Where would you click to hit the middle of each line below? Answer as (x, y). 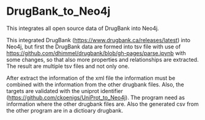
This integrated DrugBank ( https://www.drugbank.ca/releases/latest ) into (99, 40)
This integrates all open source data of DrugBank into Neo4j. (83, 28)
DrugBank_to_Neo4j (58, 11)
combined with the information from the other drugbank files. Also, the (95, 84)
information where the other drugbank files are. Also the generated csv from (102, 104)
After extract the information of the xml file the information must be (91, 78)
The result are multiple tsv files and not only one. (68, 66)
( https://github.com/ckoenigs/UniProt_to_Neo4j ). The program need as (96, 97)
